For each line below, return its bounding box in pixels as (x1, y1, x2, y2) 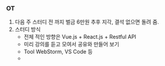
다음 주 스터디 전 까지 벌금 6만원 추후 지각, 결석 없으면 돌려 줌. (14, 18, 159, 26)
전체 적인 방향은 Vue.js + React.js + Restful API (23, 33, 136, 40)
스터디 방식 (14, 26, 41, 33)
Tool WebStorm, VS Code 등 (23, 48, 93, 55)
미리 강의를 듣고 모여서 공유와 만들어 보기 (23, 40, 120, 48)
